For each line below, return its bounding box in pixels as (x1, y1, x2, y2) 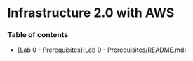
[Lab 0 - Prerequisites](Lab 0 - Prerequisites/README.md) (17, 46, 187, 54)
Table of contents (7, 30, 69, 40)
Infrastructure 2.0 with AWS (7, 5, 175, 21)
